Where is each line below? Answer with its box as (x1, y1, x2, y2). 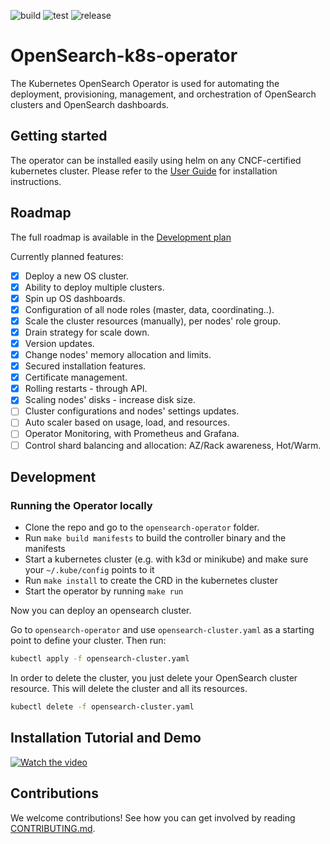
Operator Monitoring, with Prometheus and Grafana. (24, 428, 240, 440)
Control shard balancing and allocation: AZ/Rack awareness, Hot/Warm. (24, 439, 322, 451)
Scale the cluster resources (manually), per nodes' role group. (24, 315, 281, 327)
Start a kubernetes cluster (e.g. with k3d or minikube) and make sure (24, 553, 309, 565)
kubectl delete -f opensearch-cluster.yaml (10, 702, 195, 712)
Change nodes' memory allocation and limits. (24, 349, 212, 360)
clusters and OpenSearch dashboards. (10, 98, 170, 110)
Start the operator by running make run (24, 585, 184, 597)
